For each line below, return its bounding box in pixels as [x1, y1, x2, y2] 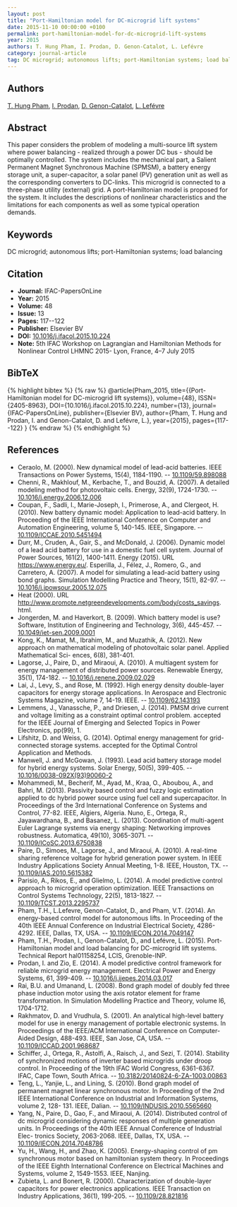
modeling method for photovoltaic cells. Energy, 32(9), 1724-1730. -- [17, 485, 217, 494]
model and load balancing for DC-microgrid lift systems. [54, 943, 217, 952]
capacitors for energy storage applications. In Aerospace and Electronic [17, 688, 227, 696]
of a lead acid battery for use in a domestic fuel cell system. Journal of [17, 545, 224, 554]
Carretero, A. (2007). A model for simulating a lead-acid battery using [17, 568, 220, 576]
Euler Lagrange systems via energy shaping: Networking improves [17, 823, 211, 832]
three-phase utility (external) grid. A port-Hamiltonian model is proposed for [7, 185, 228, 194]
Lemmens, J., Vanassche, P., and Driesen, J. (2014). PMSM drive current [17, 703, 229, 711]
